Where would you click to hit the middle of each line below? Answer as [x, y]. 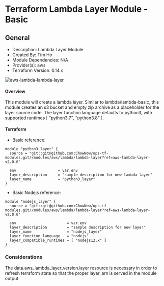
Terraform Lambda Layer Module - [77, 9]
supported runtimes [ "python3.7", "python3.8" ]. [55, 118]
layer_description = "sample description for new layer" [78, 227]
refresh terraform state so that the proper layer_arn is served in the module [81, 273]
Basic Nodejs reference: [37, 192]
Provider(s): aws [29, 65]
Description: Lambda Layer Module [48, 49]
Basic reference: [29, 140]
